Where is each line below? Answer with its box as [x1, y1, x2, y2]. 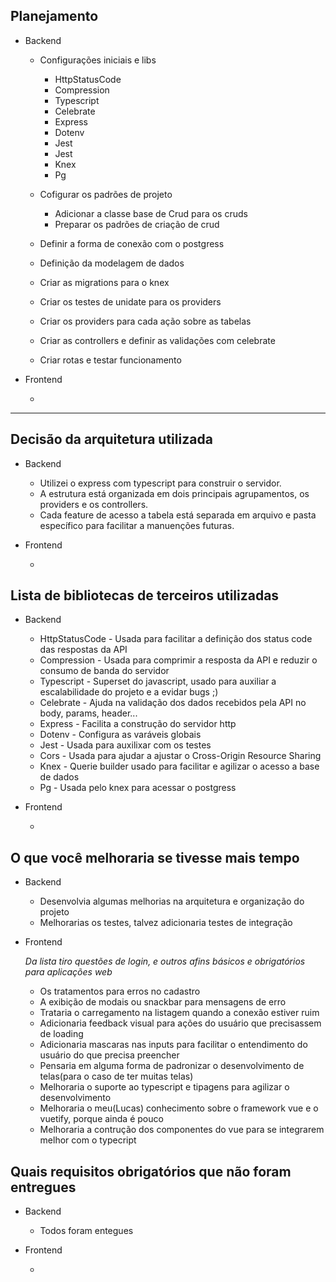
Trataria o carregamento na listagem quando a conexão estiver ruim [39, 1007, 320, 1019]
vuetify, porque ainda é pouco [39, 1113, 164, 1125]
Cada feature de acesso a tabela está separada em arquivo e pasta [39, 509, 317, 521]
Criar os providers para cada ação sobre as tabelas [39, 315, 252, 327]
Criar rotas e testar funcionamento [39, 354, 182, 366]
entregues [10, 1179, 77, 1196]
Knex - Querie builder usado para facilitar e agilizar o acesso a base [39, 760, 320, 773]
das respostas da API [39, 644, 128, 656]
